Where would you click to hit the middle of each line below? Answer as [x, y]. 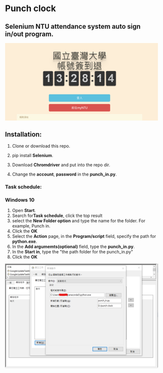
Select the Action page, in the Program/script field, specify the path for [84, 236]
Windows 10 [20, 200]
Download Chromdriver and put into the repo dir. [61, 165]
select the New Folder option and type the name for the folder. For [79, 221]
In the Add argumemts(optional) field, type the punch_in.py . [73, 247]
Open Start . [24, 211]
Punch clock [31, 9]
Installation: [24, 134]
